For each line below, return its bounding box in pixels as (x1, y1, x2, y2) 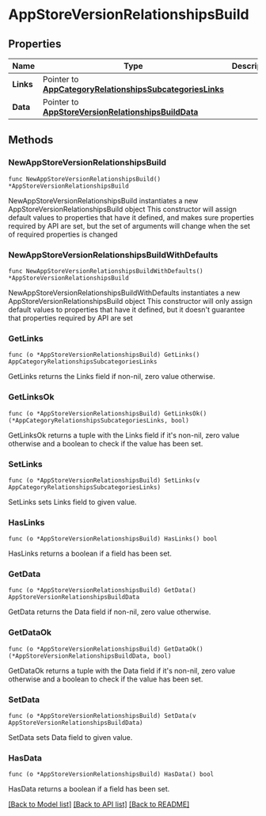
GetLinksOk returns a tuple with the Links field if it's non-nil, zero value (8, 430, 240, 440)
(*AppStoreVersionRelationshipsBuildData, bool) (8, 651, 172, 660)
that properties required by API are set (8, 313, 133, 322)
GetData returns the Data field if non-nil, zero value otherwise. (8, 607, 211, 617)
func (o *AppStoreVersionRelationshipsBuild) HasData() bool (8, 770, 215, 779)
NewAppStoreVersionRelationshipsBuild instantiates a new (8, 195, 199, 205)
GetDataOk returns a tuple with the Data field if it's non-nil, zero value (8, 666, 236, 675)
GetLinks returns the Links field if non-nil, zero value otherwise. (8, 372, 215, 381)
